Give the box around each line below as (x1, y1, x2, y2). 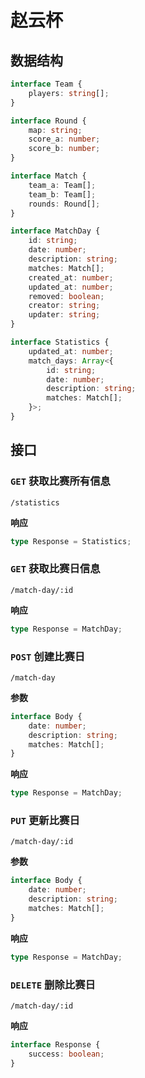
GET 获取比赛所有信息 (10, 474, 111, 488)
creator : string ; (28, 301, 101, 311)
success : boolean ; (28, 1049, 105, 1059)
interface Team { (10, 79, 83, 89)
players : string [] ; (28, 88, 110, 98)
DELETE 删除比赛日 (10, 977, 96, 991)
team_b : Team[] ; (28, 189, 97, 200)
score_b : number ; (28, 144, 101, 154)
